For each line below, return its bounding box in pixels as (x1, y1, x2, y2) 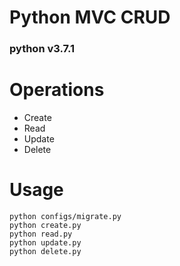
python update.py (9, 237, 82, 248)
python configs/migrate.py (9, 211, 122, 221)
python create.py (9, 220, 82, 230)
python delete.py (9, 246, 82, 256)
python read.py (9, 229, 73, 239)
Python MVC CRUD (9, 6, 171, 29)
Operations (9, 79, 105, 101)
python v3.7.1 (9, 42, 76, 56)
